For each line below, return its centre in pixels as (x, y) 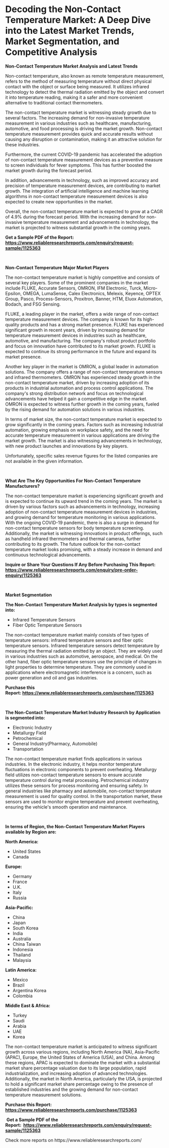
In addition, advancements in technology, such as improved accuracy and (82, 180)
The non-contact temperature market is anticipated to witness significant (81, 1046)
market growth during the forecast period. (49, 170)
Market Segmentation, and (62, 42)
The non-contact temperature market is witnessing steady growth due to (81, 112)
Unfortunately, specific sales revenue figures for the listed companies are (81, 455)
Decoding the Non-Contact (63, 9)
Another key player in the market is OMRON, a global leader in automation (82, 366)
